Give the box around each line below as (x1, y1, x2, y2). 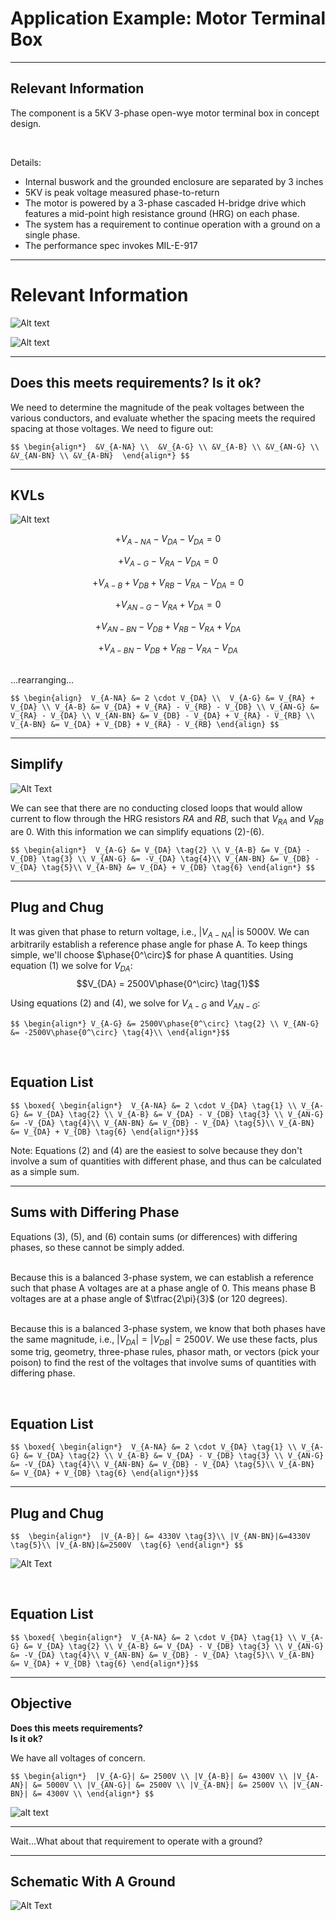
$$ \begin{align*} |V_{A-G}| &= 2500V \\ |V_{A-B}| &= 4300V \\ (10, 1771, 288, 1781)
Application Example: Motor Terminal (10, 7, 327, 30)
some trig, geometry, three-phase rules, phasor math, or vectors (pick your (10, 1346, 320, 1358)
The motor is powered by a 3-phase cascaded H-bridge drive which (24, 197, 307, 209)
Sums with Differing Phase (10, 1204, 180, 1221)
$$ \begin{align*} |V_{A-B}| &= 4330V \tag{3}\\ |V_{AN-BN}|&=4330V (10, 1531, 311, 1541)
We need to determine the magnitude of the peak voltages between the (10, 401, 305, 413)
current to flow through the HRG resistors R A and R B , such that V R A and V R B (10, 812, 324, 827)
